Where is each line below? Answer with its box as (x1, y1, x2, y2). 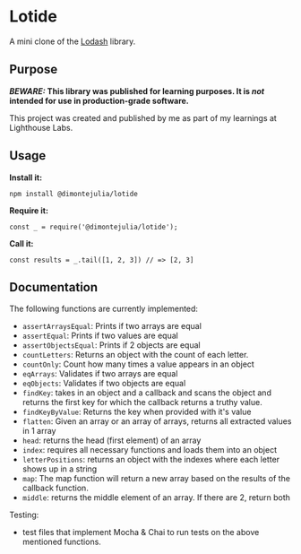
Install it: (9, 172, 43, 183)
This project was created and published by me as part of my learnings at (9, 112, 278, 123)
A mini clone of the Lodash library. (9, 36, 136, 47)
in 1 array (21, 426, 56, 437)
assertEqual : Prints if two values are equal (21, 330, 179, 342)
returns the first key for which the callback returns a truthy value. (21, 397, 262, 408)
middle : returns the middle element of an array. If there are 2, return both (21, 492, 291, 503)
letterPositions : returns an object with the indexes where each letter (21, 454, 280, 465)
